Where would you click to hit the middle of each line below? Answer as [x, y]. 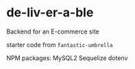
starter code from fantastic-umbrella [60, 44]
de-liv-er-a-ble [50, 13]
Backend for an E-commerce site [53, 31]
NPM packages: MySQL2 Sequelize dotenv [67, 58]
